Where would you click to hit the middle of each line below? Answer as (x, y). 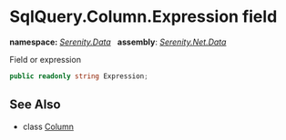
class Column (48, 126)
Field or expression (46, 59)
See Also (35, 105)
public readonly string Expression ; (79, 76)
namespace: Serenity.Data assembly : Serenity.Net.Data (118, 42)
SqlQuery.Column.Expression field (143, 17)
